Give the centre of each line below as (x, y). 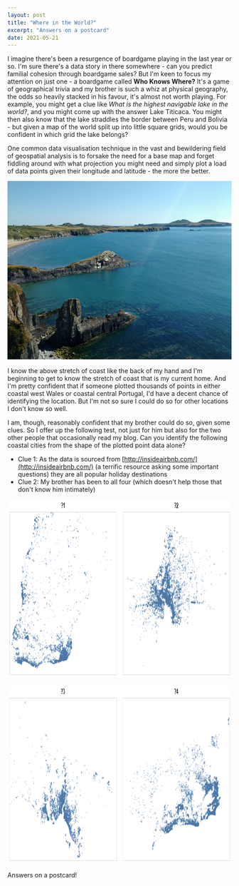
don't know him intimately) (57, 489)
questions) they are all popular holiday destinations (92, 474)
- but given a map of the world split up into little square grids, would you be (117, 127)
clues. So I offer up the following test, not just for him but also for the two (115, 430)
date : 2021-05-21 (33, 38)
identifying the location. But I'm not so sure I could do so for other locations (118, 401)
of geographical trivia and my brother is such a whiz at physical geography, (118, 89)
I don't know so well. (38, 409)
